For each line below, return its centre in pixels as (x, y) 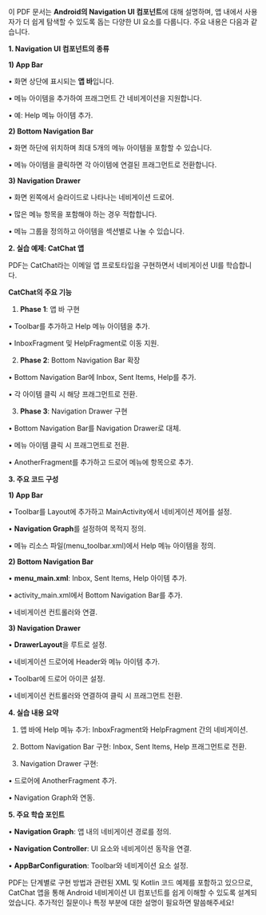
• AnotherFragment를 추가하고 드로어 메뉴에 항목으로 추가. (101, 462)
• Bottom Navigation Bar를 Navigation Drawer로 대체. (95, 428)
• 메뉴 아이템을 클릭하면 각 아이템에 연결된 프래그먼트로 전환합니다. (113, 165)
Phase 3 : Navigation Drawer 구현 (73, 411)
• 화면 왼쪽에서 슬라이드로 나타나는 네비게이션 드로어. (91, 197)
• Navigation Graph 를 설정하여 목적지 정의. (77, 529)
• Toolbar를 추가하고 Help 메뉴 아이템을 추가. (79, 326)
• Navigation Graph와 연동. (52, 797)
